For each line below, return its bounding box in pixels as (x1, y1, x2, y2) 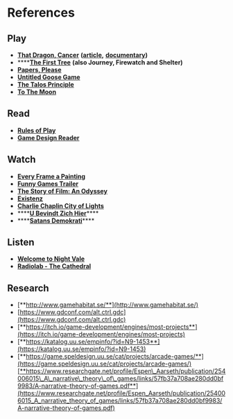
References (7, 5, 75, 21)
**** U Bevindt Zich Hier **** (17, 209, 99, 217)
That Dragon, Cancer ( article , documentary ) (17, 51, 148, 59)
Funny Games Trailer (17, 179, 78, 188)
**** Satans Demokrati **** (17, 216, 95, 225)
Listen (7, 237, 35, 248)
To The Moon (17, 88, 57, 96)
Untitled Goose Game (17, 73, 81, 81)
